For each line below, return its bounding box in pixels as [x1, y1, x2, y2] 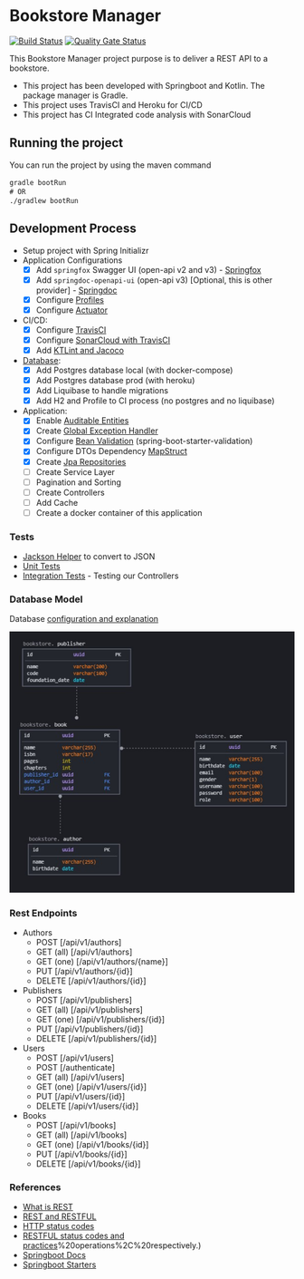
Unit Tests [22, 561, 61, 572]
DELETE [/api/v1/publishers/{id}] [35, 1033, 157, 1044]
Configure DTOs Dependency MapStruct [35, 446, 187, 457]
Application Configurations [22, 255, 123, 266]
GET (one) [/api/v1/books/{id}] [35, 1139, 149, 1150]
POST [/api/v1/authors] [35, 937, 122, 948]
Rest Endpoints [9, 906, 78, 919]
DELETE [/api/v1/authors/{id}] [35, 975, 147, 986]
